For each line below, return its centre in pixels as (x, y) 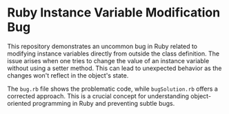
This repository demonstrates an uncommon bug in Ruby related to (102, 46)
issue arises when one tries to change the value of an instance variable (108, 60)
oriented (19, 103)
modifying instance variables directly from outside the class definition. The (113, 54)
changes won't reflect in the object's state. (68, 75)
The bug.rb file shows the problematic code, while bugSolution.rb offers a (113, 89)
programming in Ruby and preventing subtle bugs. (103, 103)
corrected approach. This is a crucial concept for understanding (98, 96)
